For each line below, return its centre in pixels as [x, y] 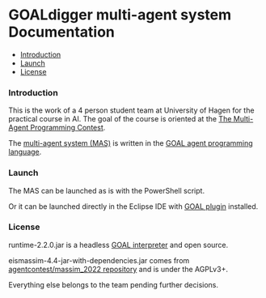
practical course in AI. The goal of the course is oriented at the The [120, 119]
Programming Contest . [68, 128]
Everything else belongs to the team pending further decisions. [113, 284]
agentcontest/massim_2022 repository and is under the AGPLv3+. [118, 269]
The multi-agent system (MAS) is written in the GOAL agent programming [131, 143]
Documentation [62, 32]
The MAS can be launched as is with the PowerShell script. [106, 190]
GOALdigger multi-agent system [120, 15]
